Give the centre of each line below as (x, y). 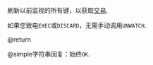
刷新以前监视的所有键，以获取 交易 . (58, 10)
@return (19, 40)
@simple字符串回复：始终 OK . (49, 54)
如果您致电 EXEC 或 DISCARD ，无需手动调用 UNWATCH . (77, 25)
